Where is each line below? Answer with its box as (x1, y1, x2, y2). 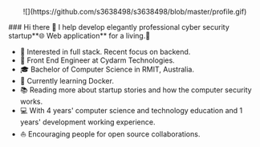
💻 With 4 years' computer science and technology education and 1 (19, 106, 243, 115)
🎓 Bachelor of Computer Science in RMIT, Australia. (19, 64, 195, 74)
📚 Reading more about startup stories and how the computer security (19, 85, 252, 95)
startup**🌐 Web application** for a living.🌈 (8, 31, 151, 40)
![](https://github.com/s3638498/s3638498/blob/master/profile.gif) (22, 7, 247, 16)
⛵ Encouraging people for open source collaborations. (19, 129, 201, 139)
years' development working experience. (19, 117, 156, 127)
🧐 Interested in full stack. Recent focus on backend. (19, 47, 191, 56)
